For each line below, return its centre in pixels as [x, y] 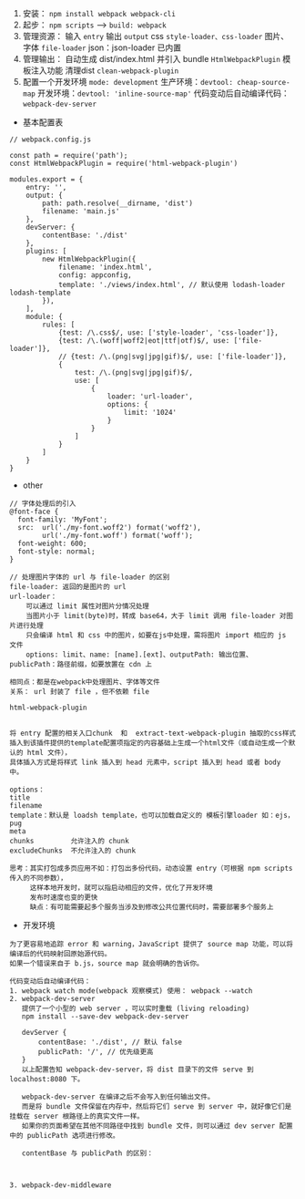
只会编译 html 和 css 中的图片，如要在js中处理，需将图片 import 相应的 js [156, 636]
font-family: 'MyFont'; [62, 520]
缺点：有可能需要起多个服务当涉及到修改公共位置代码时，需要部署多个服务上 [152, 907]
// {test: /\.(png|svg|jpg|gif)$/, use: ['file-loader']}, [172, 357]
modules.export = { [46, 180]
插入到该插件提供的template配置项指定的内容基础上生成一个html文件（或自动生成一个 [149, 743]
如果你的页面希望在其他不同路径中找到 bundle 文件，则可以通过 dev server [148, 1126]
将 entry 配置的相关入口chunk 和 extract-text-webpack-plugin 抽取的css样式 [152, 733]
